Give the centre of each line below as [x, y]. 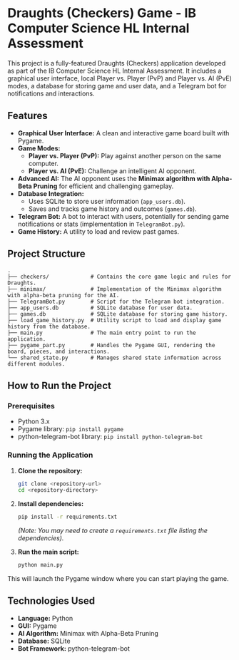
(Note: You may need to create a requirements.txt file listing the [113, 531]
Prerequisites [31, 406]
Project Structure [46, 254]
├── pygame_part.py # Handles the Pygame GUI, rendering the [111, 345]
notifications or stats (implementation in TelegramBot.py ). [101, 224]
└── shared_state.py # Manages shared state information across [115, 358]
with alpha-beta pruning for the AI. [63, 295]
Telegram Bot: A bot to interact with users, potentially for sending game [123, 216]
